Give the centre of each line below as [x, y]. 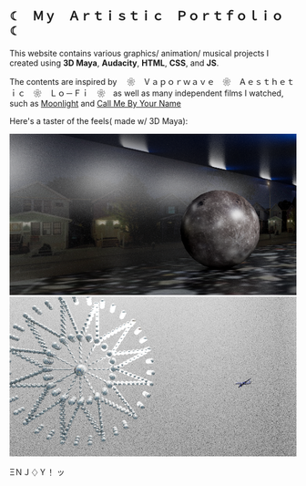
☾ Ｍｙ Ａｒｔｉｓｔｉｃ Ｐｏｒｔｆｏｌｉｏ [147, 16]
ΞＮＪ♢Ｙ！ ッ [37, 472]
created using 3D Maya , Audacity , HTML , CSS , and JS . [114, 63]
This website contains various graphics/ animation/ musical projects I [139, 53]
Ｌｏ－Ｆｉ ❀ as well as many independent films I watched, [166, 93]
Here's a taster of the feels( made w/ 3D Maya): [99, 120]
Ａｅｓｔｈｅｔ [266, 81]
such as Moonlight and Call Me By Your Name [96, 103]
